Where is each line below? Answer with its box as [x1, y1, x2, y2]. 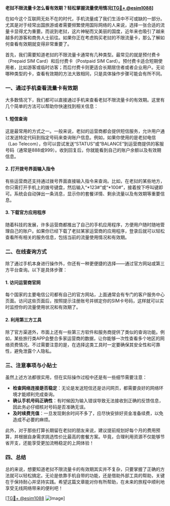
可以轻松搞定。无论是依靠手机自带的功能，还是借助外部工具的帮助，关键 [14, 473, 165, 479]
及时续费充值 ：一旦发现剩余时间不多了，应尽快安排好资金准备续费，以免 [12, 410, 163, 416]
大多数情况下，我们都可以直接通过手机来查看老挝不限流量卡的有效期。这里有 [5, 97, 165, 103]
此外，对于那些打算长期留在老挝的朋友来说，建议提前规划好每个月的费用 [5, 427, 156, 433]
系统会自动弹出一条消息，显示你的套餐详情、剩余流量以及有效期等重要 [14, 191, 160, 197]
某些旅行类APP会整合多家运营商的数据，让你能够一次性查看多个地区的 [14, 335, 160, 341]
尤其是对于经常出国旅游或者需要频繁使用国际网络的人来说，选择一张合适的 [5, 22, 160, 28]
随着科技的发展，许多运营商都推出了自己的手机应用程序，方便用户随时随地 [5, 221, 160, 227]
